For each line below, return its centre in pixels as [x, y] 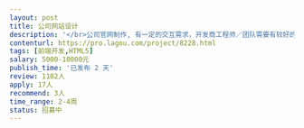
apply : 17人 [31, 85]
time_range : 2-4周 [43, 101]
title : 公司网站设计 [44, 26]
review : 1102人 [37, 77]
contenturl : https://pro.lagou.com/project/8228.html [113, 43]
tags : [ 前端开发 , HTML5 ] [51, 51]
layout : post [34, 18]
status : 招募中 [36, 110]
